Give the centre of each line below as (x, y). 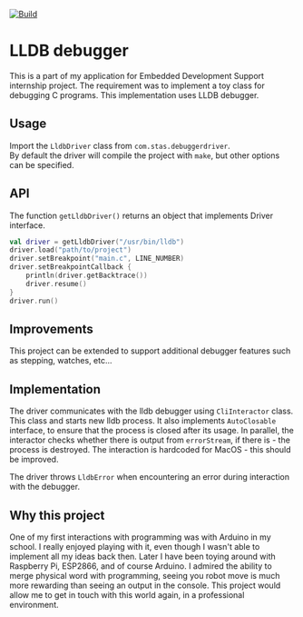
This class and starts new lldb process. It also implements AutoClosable (143, 421)
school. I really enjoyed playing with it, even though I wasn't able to (135, 547)
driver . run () (34, 301)
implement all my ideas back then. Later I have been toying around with (143, 556)
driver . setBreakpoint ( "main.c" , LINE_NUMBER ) (97, 259)
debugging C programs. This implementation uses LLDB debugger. (134, 95)
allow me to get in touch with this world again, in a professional (127, 595)
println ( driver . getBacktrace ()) (87, 276)
